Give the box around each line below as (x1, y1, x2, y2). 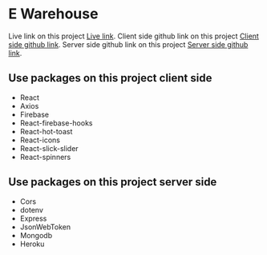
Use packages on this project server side (8, 175, 217, 189)
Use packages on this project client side (8, 71, 212, 85)
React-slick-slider (19, 143, 79, 153)
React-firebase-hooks (19, 118, 93, 128)
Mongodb (19, 230, 53, 240)
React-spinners (19, 152, 71, 161)
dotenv (19, 205, 44, 214)
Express (19, 213, 47, 223)
